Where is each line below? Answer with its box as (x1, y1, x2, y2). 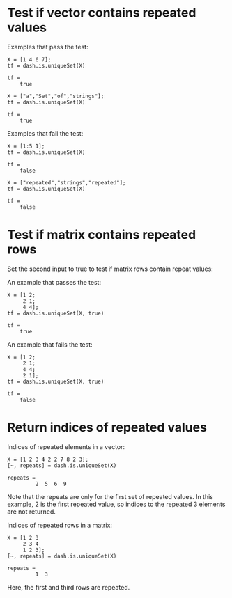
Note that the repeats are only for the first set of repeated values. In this (7, 492, 214, 501)
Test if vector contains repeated (7, 5, 196, 21)
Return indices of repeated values (7, 420, 208, 436)
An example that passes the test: (7, 278, 102, 286)
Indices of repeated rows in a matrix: (7, 521, 113, 529)
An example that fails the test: (7, 340, 93, 349)
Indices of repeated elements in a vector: (7, 442, 125, 450)
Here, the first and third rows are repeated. (7, 583, 130, 591)
